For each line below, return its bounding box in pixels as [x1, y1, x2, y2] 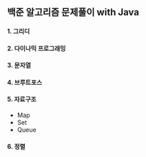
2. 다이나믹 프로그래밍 [7, 44, 66, 52]
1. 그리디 [7, 27, 30, 35]
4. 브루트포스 [7, 78, 43, 86]
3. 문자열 [7, 61, 31, 70]
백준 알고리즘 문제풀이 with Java [7, 6, 140, 19]
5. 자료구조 [7, 95, 36, 103]
